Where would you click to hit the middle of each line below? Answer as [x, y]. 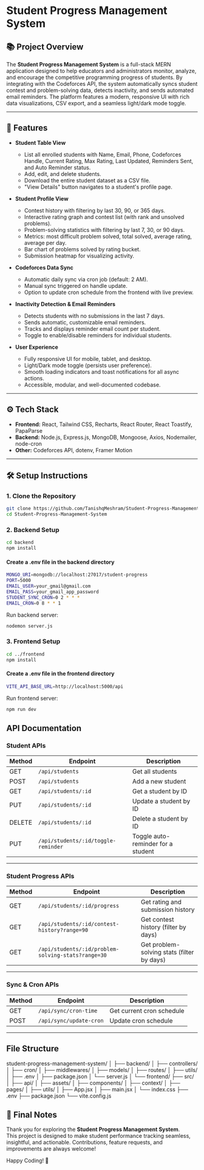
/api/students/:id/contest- [79, 924]
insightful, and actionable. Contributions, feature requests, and [84, 1143]
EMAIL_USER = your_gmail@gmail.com [49, 586]
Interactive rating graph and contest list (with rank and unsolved [104, 217]
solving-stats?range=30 [73, 955]
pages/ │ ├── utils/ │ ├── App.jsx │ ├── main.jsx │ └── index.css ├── [97, 1089]
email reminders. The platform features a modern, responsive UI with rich [98, 97]
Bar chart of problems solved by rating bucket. [82, 249]
